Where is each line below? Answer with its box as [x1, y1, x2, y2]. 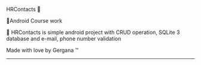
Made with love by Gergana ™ [6, 47, 79, 54]
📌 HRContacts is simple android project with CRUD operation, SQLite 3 [6, 29, 181, 36]
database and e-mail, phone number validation [6, 35, 121, 42]
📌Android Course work [6, 17, 63, 24]
